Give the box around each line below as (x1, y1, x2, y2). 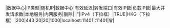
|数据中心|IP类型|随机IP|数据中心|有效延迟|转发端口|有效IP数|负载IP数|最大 (5, 5, 161, 10)
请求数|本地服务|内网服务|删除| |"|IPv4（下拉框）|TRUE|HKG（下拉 (9, 11, 150, 17)
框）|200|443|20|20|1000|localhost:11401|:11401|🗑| (5, 17, 115, 23)
